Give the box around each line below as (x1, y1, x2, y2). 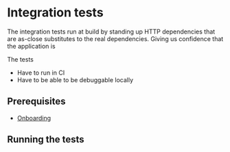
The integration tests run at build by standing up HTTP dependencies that (7, 27, 216, 36)
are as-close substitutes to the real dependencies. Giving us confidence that (7, 34, 224, 42)
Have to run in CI (16, 68, 65, 77)
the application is (7, 42, 56, 50)
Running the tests (7, 134, 84, 145)
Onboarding (16, 114, 51, 122)
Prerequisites (7, 96, 66, 107)
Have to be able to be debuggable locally (16, 75, 134, 84)
